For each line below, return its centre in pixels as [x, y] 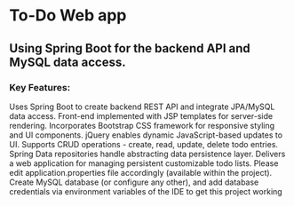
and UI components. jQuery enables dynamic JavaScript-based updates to [146, 135]
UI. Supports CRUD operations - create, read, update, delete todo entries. [143, 144]
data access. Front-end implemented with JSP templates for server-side [141, 115]
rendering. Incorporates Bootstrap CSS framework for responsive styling [142, 125]
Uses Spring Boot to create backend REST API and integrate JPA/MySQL [142, 107]
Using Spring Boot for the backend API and [130, 48]
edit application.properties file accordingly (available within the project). [141, 172]
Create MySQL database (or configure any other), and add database [134, 182]
